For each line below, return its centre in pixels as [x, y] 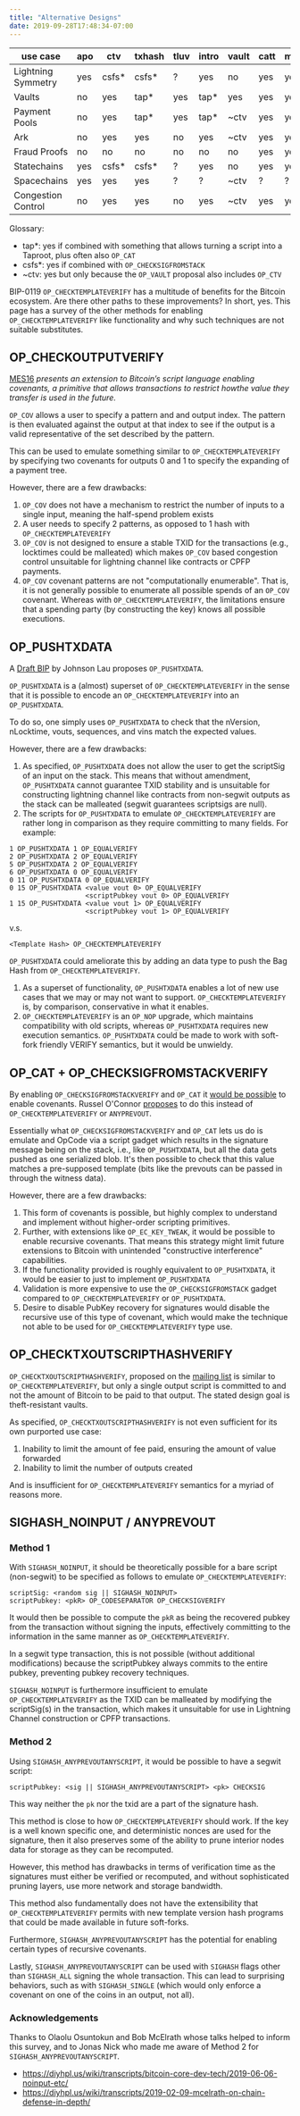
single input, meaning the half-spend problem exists [118, 514]
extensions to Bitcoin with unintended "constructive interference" [142, 1250]
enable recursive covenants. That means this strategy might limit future [153, 1241]
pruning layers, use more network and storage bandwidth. [116, 1886]
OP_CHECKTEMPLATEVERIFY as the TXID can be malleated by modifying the [141, 1700]
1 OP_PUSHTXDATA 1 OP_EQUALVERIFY [74, 849]
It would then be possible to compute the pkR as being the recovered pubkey [150, 1618]
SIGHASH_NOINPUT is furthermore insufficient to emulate [108, 1690]
